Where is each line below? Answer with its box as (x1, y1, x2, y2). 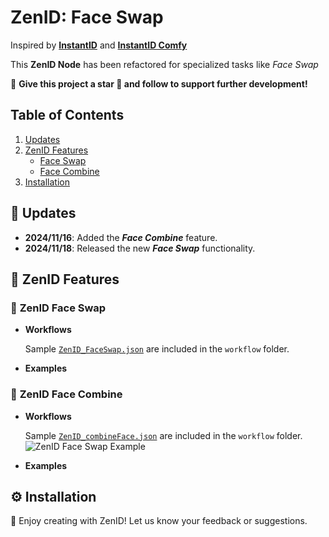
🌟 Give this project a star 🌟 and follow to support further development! (10, 77, 308, 90)
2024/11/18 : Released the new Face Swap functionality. (24, 242, 256, 254)
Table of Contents (10, 107, 125, 124)
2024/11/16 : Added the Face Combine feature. (24, 231, 218, 243)
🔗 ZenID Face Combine (10, 387, 123, 401)
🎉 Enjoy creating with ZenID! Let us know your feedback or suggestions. (10, 515, 308, 527)
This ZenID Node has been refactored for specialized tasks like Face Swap (10, 58, 319, 70)
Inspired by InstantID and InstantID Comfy (10, 39, 188, 51)
